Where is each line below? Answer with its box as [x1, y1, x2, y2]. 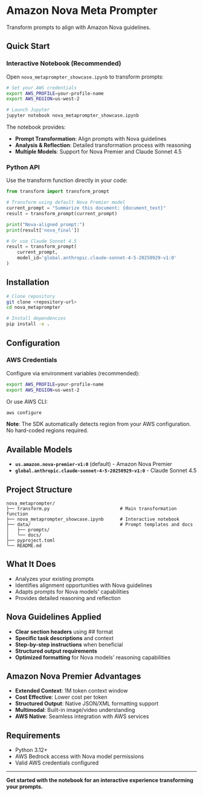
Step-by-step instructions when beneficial [14, 641, 123, 648]
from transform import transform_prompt [6, 189, 110, 195]
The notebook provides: [6, 123, 66, 131]
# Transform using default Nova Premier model [6, 199, 126, 205]
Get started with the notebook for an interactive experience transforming [6, 777, 193, 784]
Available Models [6, 444, 72, 455]
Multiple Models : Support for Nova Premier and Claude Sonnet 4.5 [14, 148, 182, 155]
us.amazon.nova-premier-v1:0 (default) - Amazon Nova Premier [14, 461, 172, 468]
